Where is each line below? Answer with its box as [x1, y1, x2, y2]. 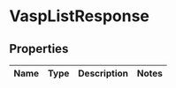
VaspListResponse [9, 6, 150, 26]
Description [78, 68, 128, 79]
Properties [9, 41, 69, 56]
